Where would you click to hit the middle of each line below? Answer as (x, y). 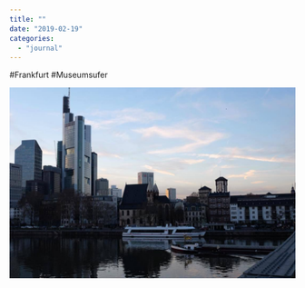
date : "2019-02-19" (46, 29)
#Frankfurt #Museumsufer (59, 75)
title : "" (28, 19)
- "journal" (40, 48)
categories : (32, 38)
